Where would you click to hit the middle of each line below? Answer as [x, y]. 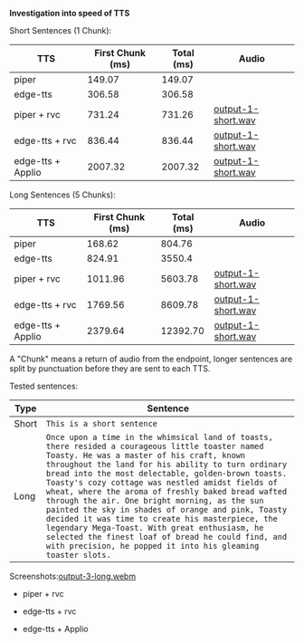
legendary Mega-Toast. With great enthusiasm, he [155, 528]
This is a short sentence [102, 423]
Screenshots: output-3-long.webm [73, 576]
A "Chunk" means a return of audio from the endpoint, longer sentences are [151, 359]
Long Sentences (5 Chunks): [62, 195]
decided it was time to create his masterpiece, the [162, 518]
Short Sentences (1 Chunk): [61, 30]
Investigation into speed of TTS [70, 13]
